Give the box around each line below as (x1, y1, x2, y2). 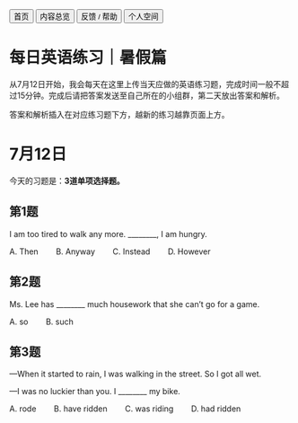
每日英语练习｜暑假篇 (9, 48, 168, 68)
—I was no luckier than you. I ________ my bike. (9, 386, 181, 397)
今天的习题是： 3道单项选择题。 (9, 175, 126, 186)
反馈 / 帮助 (80, 13, 118, 22)
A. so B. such (9, 316, 74, 327)
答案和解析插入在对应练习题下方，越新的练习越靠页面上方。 (9, 109, 230, 119)
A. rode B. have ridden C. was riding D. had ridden (9, 403, 241, 414)
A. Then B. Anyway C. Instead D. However (9, 246, 211, 257)
